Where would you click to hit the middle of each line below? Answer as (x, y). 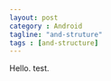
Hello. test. (29, 68)
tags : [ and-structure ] (54, 43)
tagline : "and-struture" (56, 34)
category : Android (46, 26)
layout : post (34, 18)
